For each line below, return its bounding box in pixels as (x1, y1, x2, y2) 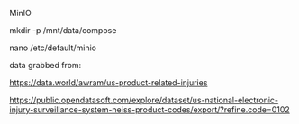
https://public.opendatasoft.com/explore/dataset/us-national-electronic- (9, 94, 279, 105)
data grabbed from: (9, 60, 82, 70)
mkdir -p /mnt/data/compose (9, 25, 117, 35)
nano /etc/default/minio (9, 42, 97, 53)
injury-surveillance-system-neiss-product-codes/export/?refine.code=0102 (9, 104, 290, 115)
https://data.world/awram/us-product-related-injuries (9, 77, 208, 88)
